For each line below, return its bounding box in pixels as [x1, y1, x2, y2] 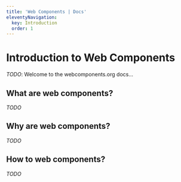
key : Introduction [11, 20, 58, 26]
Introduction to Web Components [6, 51, 176, 64]
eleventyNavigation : [6, 14, 58, 20]
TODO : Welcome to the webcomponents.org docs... [6, 71, 133, 78]
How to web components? [6, 155, 106, 165]
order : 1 [11, 25, 33, 32]
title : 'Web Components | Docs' [6, 8, 87, 15]
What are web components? [6, 88, 113, 98]
